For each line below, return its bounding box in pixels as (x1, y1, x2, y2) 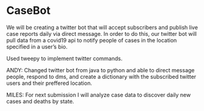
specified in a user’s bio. (6, 43, 68, 50)
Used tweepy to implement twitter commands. (6, 55, 123, 62)
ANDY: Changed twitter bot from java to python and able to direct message (6, 66, 195, 73)
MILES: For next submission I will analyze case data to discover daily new (6, 91, 191, 98)
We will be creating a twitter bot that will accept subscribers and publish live (6, 24, 199, 31)
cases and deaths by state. (6, 98, 75, 105)
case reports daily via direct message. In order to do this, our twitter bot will (6, 30, 197, 37)
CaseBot (6, 4, 51, 18)
